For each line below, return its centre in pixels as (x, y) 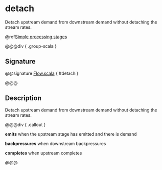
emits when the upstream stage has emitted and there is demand (71, 134)
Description (23, 98)
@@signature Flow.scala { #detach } (42, 73)
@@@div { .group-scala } (31, 46)
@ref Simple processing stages (36, 37)
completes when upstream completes (44, 153)
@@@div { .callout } (25, 125)
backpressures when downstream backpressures (56, 143)
